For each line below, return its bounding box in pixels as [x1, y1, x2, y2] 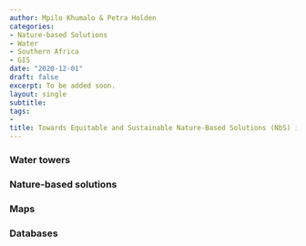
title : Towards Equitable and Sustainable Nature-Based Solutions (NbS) [9, 124, 291, 133]
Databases [9, 227, 58, 240]
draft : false [9, 73, 59, 82]
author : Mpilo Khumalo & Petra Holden [9, 13, 157, 23]
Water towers [9, 153, 71, 166]
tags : [9, 107, 30, 116]
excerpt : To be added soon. [9, 81, 117, 90]
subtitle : [9, 97, 47, 108]
